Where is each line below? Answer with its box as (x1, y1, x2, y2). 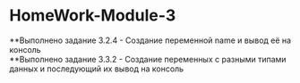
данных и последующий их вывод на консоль (9, 63, 184, 74)
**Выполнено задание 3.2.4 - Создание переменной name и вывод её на (9, 35, 292, 46)
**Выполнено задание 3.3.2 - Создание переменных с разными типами (9, 54, 287, 64)
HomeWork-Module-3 (9, 5, 176, 26)
